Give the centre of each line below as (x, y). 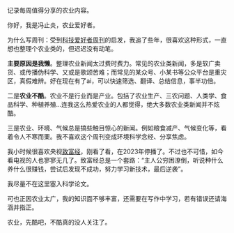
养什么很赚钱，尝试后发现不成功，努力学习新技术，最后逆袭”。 (97, 169)
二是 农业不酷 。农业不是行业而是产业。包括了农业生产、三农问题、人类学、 (114, 96)
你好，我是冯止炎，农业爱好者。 (53, 25)
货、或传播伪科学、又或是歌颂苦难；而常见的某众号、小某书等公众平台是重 (114, 72)
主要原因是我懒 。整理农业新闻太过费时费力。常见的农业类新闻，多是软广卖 (114, 63)
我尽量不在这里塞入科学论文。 (50, 184)
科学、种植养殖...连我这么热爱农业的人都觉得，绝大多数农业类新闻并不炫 (117, 104)
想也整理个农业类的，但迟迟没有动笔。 (62, 48)
